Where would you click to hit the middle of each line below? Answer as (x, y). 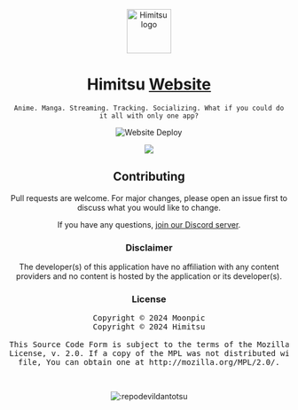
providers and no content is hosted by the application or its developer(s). (149, 276)
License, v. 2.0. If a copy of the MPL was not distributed (143, 354)
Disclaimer (149, 247)
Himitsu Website (149, 85)
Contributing (149, 177)
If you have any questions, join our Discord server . (149, 224)
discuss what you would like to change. (149, 207)
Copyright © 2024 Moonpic (149, 318)
